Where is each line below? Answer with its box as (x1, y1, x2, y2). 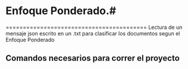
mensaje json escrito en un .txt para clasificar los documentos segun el (5, 29, 180, 37)
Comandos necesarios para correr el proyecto (5, 53, 180, 63)
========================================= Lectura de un (5, 24, 183, 31)
